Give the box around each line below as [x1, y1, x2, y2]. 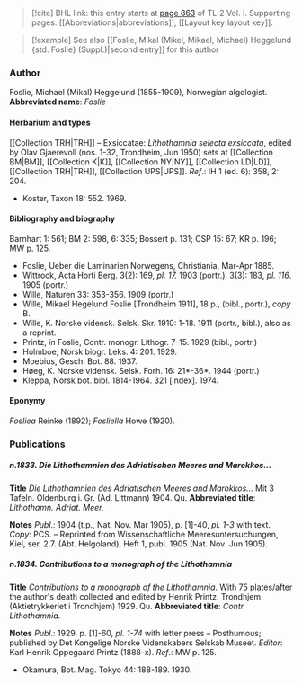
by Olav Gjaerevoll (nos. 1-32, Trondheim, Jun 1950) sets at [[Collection [9, 147, 274, 157]
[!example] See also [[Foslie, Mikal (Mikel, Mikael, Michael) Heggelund [31, 35, 292, 45]
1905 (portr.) [22, 279, 69, 290]
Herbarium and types [9, 117, 92, 128]
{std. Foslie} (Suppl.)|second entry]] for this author [31, 44, 219, 55]
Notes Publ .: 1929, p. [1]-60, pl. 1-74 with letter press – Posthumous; [9, 627, 262, 638]
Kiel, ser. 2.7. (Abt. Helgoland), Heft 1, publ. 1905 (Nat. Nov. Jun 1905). [9, 538, 268, 549]
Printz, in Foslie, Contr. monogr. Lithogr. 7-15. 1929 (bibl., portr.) [22, 336, 258, 347]
